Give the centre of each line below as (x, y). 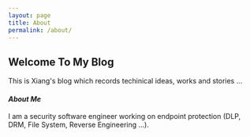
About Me (25, 98)
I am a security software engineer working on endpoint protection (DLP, (125, 117)
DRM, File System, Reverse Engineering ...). (79, 125)
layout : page (30, 15)
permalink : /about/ (40, 30)
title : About (30, 23)
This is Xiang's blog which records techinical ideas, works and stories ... (125, 81)
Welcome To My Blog (61, 62)
